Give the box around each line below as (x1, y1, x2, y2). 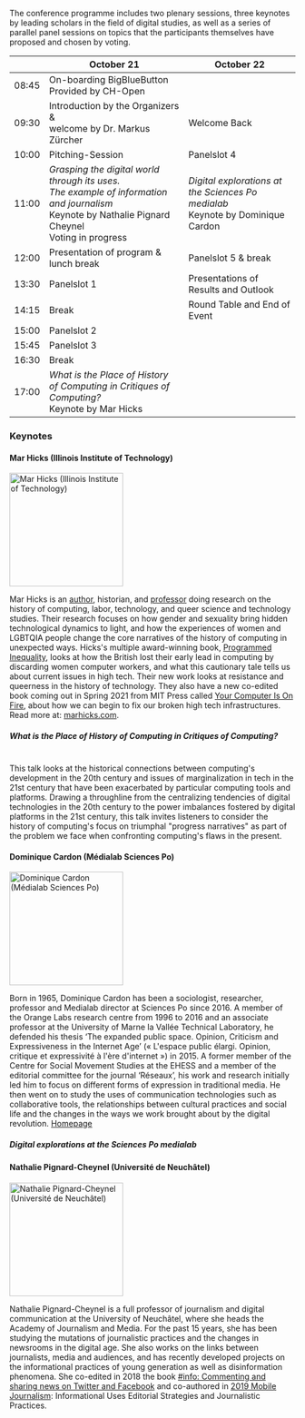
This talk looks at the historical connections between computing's (9, 763, 256, 774)
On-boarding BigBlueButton (48, 74, 169, 85)
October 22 (214, 58, 265, 71)
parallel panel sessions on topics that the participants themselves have (9, 27, 275, 37)
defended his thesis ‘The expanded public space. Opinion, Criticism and (9, 1031, 279, 1042)
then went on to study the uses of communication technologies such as (9, 1089, 277, 1100)
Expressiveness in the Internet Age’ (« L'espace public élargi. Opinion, (9, 1041, 271, 1052)
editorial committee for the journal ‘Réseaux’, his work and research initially (9, 1070, 290, 1081)
